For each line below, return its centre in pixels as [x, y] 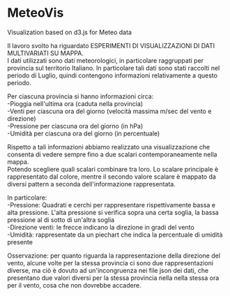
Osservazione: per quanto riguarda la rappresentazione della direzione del [114, 256]
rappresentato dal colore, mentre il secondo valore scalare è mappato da [112, 177]
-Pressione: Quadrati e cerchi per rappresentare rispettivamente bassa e [112, 205]
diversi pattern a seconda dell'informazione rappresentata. [91, 184]
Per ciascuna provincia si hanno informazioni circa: [80, 96]
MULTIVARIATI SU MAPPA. [45, 53]
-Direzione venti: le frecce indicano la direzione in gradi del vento [101, 227]
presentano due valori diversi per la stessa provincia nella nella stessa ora [113, 278]
